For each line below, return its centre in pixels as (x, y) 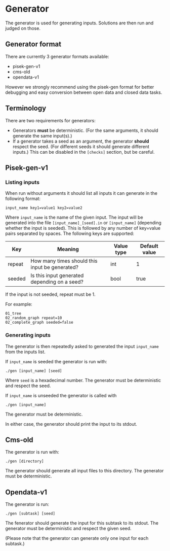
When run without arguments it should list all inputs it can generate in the (81, 193)
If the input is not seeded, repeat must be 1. (51, 294)
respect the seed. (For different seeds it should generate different (81, 146)
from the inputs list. (25, 352)
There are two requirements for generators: (51, 120)
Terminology (26, 108)
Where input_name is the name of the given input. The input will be (74, 217)
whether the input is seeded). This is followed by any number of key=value (83, 228)
